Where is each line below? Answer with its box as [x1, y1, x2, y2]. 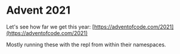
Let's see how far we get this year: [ [6, 23, 94, 30]
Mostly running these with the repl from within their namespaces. [6, 41, 166, 48]
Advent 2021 [6, 4, 70, 17]
